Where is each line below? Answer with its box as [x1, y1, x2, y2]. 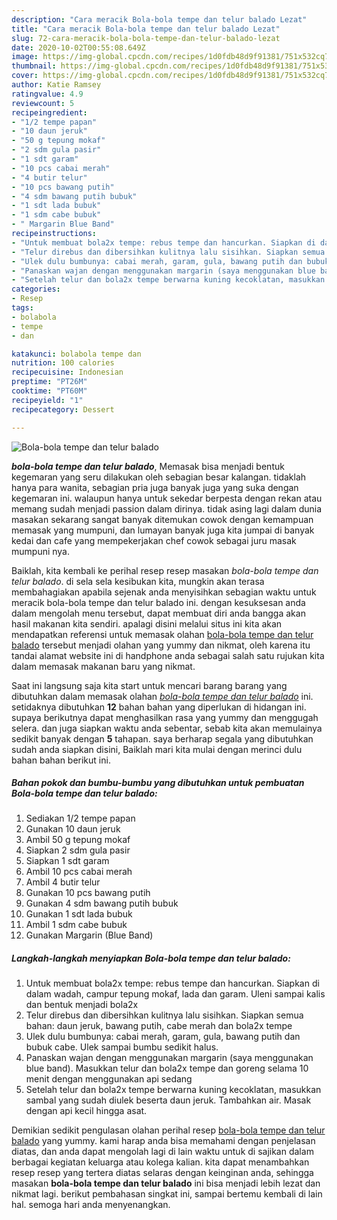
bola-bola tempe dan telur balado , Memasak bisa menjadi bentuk [11, 460, 285, 472]
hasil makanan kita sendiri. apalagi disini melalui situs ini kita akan [11, 617, 283, 630]
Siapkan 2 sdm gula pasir [25, 844, 131, 856]
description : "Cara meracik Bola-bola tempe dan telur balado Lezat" [11, 14, 308, 25]
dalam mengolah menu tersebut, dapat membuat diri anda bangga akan [11, 607, 306, 619]
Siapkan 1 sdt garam [25, 855, 110, 867]
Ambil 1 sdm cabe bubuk [25, 919, 128, 931]
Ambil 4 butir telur [25, 876, 101, 888]
